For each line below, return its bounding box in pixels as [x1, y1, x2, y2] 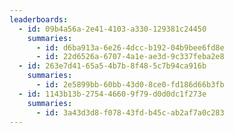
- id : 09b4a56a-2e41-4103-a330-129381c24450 [18, 24, 207, 34]
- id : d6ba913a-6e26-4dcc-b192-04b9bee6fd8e [35, 42, 225, 53]
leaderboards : [9, 14, 69, 25]
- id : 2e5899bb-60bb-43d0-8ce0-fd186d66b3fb [35, 80, 225, 90]
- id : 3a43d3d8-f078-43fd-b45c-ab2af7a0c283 [35, 107, 225, 118]
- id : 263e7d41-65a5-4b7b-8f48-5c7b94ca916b [18, 61, 207, 71]
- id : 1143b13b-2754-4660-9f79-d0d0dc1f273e [18, 89, 207, 99]
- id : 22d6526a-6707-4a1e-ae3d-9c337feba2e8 [35, 52, 225, 62]
